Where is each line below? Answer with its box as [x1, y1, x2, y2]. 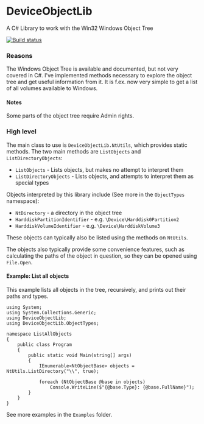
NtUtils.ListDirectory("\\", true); [6, 368, 99, 374]
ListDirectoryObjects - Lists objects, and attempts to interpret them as [15, 172, 194, 180]
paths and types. [6, 292, 49, 300]
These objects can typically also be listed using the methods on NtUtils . [6, 233, 188, 241]
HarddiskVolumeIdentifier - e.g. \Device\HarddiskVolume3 [15, 222, 160, 229]
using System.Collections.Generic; [6, 309, 97, 316]
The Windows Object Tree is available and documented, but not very [6, 65, 178, 72]
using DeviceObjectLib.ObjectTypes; [6, 320, 99, 327]
